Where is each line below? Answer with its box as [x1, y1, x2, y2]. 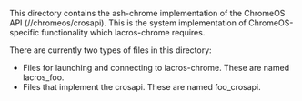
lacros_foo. [22, 72, 65, 83]
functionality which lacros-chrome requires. [41, 27, 206, 37]
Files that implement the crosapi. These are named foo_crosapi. [22, 82, 261, 92]
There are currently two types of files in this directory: [9, 45, 212, 56]
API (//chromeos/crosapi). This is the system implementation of [9, 17, 247, 28]
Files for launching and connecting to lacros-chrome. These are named [22, 63, 289, 73]
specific [9, 27, 40, 37]
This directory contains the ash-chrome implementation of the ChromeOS [9, 8, 286, 18]
